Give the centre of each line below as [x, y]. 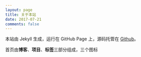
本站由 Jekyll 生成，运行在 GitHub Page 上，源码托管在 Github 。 [72, 39]
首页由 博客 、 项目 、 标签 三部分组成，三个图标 [52, 50]
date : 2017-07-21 [23, 19]
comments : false [22, 24]
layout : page [19, 10]
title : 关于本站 [21, 15]
